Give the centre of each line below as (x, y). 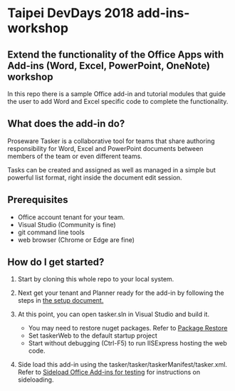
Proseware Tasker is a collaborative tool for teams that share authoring (111, 141)
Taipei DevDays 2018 (71, 13)
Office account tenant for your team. (71, 217)
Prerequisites (38, 200)
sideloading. (36, 380)
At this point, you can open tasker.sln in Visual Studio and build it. (114, 314)
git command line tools (51, 232)
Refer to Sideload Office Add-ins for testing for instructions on (109, 372)
